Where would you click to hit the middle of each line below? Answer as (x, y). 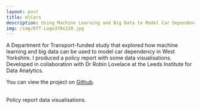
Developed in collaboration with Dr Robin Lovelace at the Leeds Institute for (99, 64)
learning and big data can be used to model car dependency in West (91, 52)
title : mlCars (24, 17)
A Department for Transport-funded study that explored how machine (92, 45)
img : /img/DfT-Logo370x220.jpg (45, 28)
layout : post (22, 12)
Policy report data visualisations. (46, 100)
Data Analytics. (25, 71)
